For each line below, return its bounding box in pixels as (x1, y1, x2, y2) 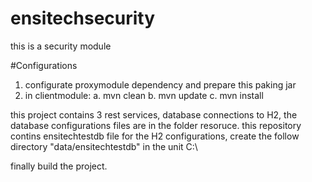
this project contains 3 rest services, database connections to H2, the (10, 108, 298, 121)
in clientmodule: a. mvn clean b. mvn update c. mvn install (24, 89, 264, 101)
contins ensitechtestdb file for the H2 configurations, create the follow (10, 130, 300, 142)
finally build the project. (10, 160, 108, 172)
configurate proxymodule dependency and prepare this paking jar (24, 78, 297, 91)
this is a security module (10, 40, 112, 52)
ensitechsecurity (10, 7, 156, 30)
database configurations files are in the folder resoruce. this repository (10, 119, 302, 131)
